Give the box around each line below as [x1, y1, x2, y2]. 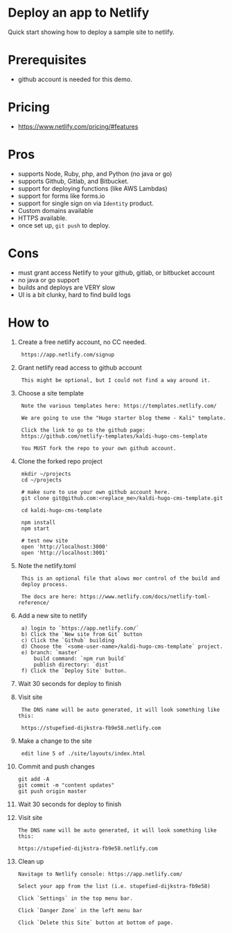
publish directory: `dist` [33, 661, 111, 668]
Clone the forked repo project [17, 456, 103, 465]
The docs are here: [21, 593, 78, 600]
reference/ [17, 599, 50, 606]
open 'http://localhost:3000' [21, 543, 109, 550]
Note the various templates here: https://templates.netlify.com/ [21, 402, 217, 409]
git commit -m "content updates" [17, 782, 115, 789]
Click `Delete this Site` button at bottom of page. [17, 919, 174, 926]
